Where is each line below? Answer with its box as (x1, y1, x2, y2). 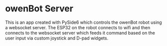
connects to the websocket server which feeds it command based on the (5, 30, 156, 36)
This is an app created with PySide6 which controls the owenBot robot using (5, 19, 162, 25)
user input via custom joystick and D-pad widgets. (5, 35, 109, 41)
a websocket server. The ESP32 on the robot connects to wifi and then (5, 24, 151, 30)
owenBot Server (5, 3, 74, 14)
